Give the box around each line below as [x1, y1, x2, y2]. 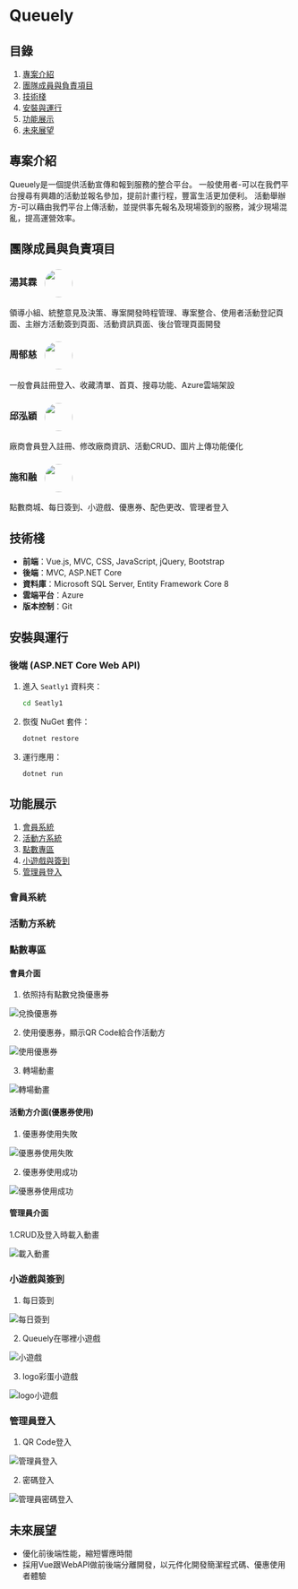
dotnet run [21, 769, 64, 778]
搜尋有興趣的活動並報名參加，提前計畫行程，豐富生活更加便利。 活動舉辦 [16, 190, 286, 201]
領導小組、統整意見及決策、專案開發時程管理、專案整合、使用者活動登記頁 [9, 307, 284, 318]
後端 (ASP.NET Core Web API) [9, 659, 140, 671]
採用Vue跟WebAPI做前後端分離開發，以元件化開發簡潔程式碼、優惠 [21, 1559, 270, 1570]
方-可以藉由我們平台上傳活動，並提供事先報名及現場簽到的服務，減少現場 [9, 201, 280, 212]
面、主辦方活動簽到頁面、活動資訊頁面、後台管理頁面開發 [9, 318, 221, 329]
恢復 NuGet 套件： [21, 716, 90, 727]
